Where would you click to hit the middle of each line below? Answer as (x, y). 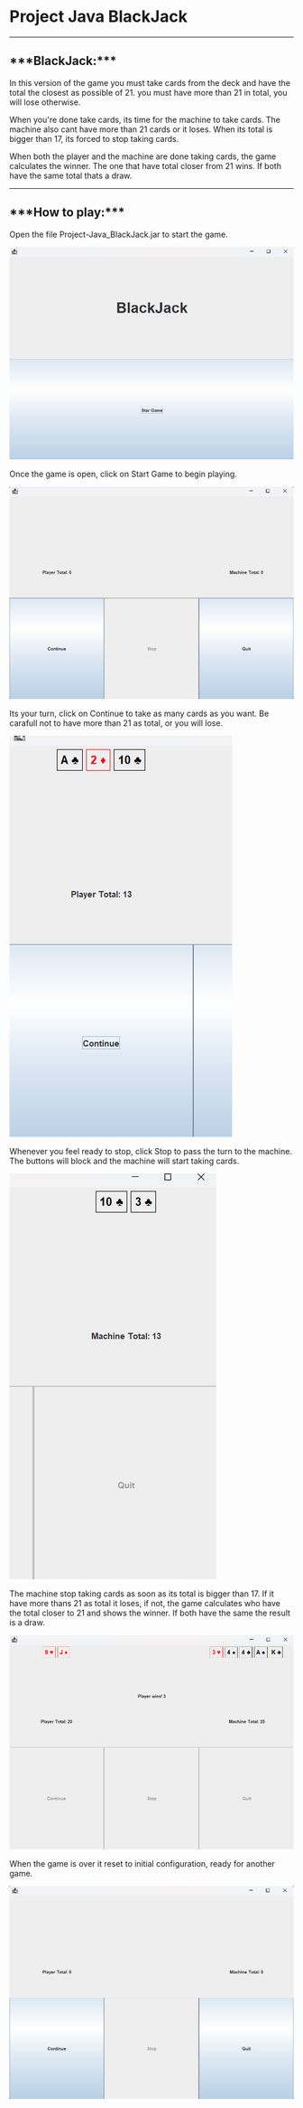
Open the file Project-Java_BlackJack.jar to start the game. (119, 234)
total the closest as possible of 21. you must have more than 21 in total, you (148, 92)
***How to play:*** (67, 213)
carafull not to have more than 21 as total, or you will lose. (116, 723)
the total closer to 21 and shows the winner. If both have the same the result (150, 1613)
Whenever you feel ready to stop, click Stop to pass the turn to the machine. (151, 1152)
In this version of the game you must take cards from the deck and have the (150, 82)
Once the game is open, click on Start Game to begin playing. (123, 474)
